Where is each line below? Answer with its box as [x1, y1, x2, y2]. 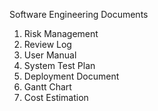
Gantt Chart [23, 81, 72, 93]
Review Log [23, 39, 72, 50]
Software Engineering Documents [9, 9, 149, 20]
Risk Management [23, 28, 99, 39]
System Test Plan [23, 60, 96, 71]
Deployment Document [23, 70, 120, 82]
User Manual [23, 49, 77, 61]
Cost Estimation [23, 92, 89, 103]
